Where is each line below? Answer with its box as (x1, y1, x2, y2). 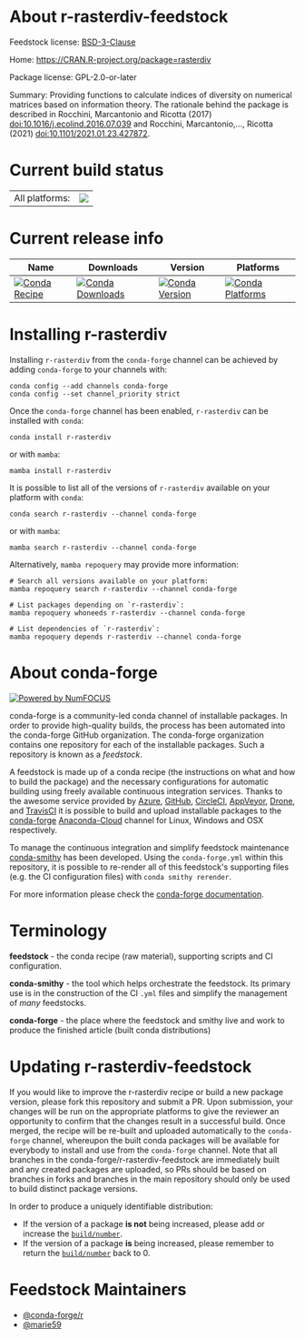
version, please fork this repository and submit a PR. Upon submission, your (9, 1096, 293, 1107)
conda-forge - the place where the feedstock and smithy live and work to (9, 1014, 285, 1025)
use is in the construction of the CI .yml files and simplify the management (9, 987, 288, 998)
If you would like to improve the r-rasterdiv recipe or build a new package (9, 1086, 284, 1097)
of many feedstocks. (9, 997, 87, 1008)
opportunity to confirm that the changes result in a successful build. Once (9, 1115, 286, 1126)
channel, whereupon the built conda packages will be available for (31, 1134, 280, 1145)
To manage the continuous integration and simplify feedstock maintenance (9, 841, 290, 852)
